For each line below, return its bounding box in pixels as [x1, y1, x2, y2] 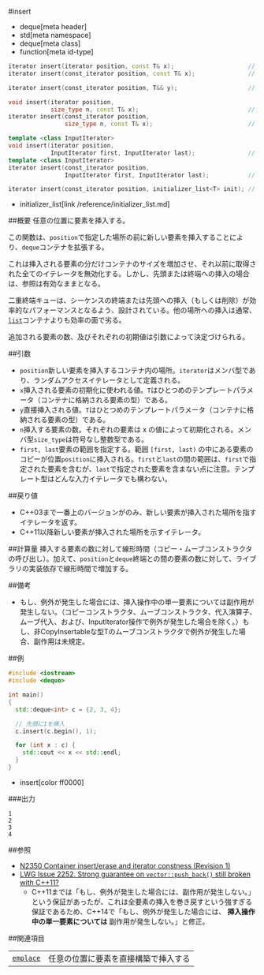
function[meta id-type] [19, 47, 94, 56]
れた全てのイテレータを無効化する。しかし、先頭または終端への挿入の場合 [8, 269, 250, 278]
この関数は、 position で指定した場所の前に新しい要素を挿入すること [8, 233, 230, 242]
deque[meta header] [19, 22, 87, 31]
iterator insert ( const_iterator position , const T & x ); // [8, 69, 256, 77]
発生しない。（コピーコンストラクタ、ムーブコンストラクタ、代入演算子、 [19, 607, 257, 617]
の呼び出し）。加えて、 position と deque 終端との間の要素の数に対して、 [8, 554, 236, 563]
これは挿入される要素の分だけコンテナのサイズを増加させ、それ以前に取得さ [8, 260, 257, 269]
